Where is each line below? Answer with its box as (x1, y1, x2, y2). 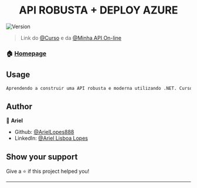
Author (6, 101, 32, 112)
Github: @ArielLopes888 (14, 129, 74, 136)
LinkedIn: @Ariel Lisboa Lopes (14, 135, 88, 142)
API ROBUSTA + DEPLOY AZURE (19, 4, 178, 17)
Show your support (6, 152, 78, 162)
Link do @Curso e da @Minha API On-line (20, 34, 122, 41)
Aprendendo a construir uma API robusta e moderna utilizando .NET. (6, 85, 177, 91)
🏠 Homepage (6, 49, 47, 58)
